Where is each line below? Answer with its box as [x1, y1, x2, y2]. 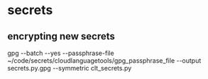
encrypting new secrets [7, 30, 115, 42]
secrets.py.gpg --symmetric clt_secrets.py [7, 64, 132, 72]
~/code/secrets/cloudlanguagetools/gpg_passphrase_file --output [7, 56, 202, 65]
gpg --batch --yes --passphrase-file [7, 49, 115, 57]
